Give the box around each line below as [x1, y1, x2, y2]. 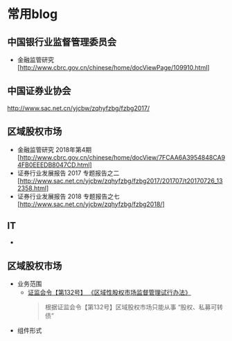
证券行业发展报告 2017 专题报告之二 [17, 169, 120, 177]
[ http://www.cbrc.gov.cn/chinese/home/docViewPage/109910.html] [17, 64, 210, 71]
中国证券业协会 [7, 85, 71, 97]
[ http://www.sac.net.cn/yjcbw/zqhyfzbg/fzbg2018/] [17, 200, 165, 208]
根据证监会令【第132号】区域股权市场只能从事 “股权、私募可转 [44, 303, 224, 311]
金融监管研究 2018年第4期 [17, 145, 92, 154]
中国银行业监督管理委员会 [7, 36, 116, 48]
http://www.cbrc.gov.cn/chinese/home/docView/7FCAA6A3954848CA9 [19, 153, 226, 161]
